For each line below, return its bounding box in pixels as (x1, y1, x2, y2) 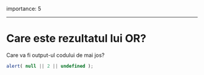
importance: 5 (6, 5, 41, 12)
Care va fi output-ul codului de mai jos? (6, 51, 105, 59)
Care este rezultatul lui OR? (6, 32, 147, 46)
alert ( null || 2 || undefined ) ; (6, 63, 94, 69)
